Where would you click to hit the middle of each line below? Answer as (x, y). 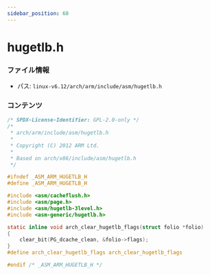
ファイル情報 (28, 70)
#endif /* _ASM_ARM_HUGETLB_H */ (55, 265)
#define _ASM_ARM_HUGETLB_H (47, 183)
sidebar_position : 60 (38, 13)
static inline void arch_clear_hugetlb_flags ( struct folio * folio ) (106, 227)
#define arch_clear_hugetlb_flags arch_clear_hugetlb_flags (95, 253)
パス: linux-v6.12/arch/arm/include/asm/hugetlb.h (90, 86)
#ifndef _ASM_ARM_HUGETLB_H (47, 177)
